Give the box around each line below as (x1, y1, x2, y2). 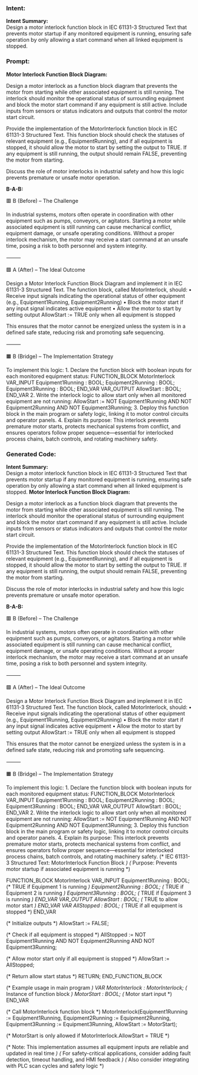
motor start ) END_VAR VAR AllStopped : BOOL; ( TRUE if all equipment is (6, 902, 183, 909)
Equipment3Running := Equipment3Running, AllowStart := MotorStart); (6, 1020, 178, 1027)
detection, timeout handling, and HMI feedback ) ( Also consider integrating (6, 1056, 190, 1063)
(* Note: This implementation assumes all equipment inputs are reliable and (6, 1043, 189, 1050)
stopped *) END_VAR (6, 908, 57, 915)
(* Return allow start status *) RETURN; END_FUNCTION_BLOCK (6, 972, 163, 979)
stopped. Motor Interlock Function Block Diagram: (6, 488, 131, 495)
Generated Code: (6, 450, 57, 458)
